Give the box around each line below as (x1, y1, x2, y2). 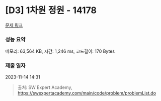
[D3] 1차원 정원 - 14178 (5, 5, 97, 16)
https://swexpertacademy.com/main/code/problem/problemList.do (17, 90, 156, 96)
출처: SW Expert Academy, (17, 84, 72, 90)
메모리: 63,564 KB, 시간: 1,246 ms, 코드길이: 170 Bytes (5, 48, 115, 54)
